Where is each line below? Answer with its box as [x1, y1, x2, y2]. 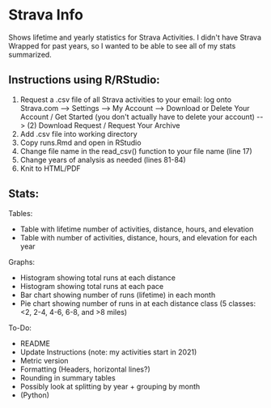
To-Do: [8, 322, 32, 333]
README [19, 338, 51, 348]
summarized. [8, 49, 53, 59]
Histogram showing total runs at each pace [19, 281, 164, 291]
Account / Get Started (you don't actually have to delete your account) [19, 112, 255, 121]
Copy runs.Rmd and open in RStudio [19, 138, 142, 147]
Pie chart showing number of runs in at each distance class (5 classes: [19, 298, 256, 308]
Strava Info [8, 6, 83, 24]
